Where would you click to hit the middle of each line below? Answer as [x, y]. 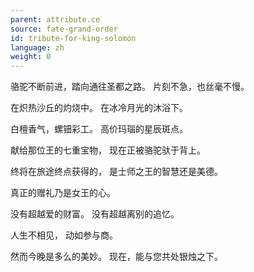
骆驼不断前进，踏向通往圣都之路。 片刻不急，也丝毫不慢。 [130, 87]
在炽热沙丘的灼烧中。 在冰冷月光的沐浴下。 [99, 108]
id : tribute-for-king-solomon [73, 38]
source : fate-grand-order [64, 29]
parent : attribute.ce [55, 19]
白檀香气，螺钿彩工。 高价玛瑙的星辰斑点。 [99, 129]
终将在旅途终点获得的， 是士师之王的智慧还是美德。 [116, 172]
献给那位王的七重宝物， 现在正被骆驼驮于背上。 [108, 150]
